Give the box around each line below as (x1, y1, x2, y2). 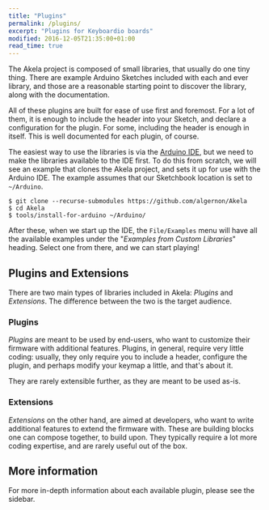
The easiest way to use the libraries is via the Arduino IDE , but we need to (8, 147, 254, 157)
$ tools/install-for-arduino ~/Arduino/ (8, 211, 147, 219)
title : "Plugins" (8, 11, 67, 20)
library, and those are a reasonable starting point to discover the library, (8, 82, 247, 91)
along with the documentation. (8, 90, 111, 100)
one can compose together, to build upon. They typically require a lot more (8, 432, 258, 442)
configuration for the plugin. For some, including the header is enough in (8, 123, 250, 133)
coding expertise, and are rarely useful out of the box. (8, 440, 188, 450)
